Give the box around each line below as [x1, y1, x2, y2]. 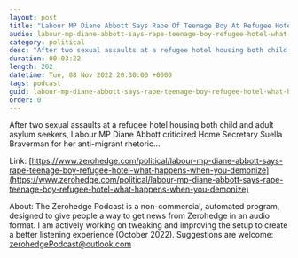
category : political [9, 37, 86, 47]
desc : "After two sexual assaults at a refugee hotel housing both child [9, 46, 288, 55]
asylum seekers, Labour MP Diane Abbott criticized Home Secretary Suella [9, 129, 283, 140]
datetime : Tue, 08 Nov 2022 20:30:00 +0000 [9, 71, 173, 80]
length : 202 [9, 63, 53, 72]
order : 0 [9, 95, 42, 105]
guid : [9, 87, 29, 96]
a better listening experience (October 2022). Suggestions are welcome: [9, 230, 274, 240]
